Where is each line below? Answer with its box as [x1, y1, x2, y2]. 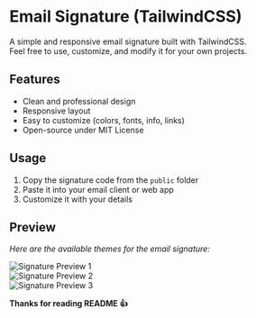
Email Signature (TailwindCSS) [9, 6, 242, 27]
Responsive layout [22, 105, 91, 116]
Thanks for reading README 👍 [9, 298, 128, 309]
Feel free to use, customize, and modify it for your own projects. [9, 45, 248, 56]
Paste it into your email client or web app [22, 184, 174, 195]
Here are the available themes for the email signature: [9, 243, 210, 254]
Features [9, 72, 60, 87]
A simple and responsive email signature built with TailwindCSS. [9, 36, 247, 47]
